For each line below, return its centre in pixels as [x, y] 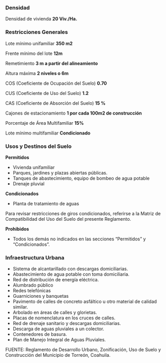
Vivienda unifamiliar [34, 167]
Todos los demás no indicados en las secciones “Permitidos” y [79, 239]
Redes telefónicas [32, 291]
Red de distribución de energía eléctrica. [56, 280]
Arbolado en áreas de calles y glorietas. [55, 313]
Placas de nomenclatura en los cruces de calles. [64, 318]
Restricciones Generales [37, 32]
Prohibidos [17, 229]
